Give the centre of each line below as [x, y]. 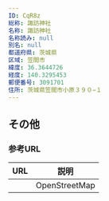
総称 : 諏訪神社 [30, 23]
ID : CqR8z [25, 16]
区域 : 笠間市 [27, 61]
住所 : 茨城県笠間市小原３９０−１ [55, 90]
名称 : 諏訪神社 [30, 30]
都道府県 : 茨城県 [33, 53]
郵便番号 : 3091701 [37, 82]
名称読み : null [31, 38]
